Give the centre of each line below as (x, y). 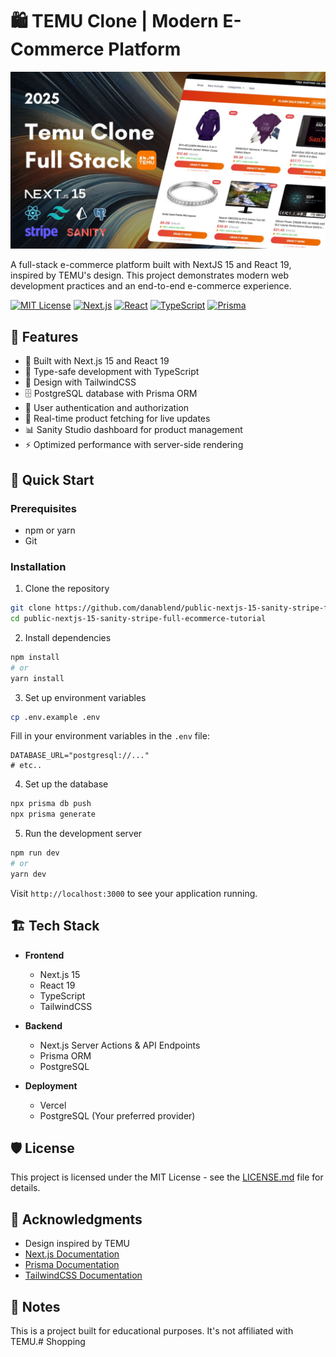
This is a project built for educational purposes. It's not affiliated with (152, 1331)
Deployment (51, 1085)
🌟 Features (44, 336)
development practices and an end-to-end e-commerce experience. (151, 286)
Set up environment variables (85, 697)
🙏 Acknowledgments (76, 1219)
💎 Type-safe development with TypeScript (112, 372)
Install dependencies (68, 637)
